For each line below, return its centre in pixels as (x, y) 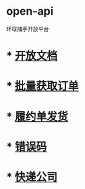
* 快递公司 (32, 177)
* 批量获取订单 (42, 86)
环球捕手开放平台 (28, 29)
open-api (30, 11)
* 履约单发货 (37, 117)
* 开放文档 (32, 56)
